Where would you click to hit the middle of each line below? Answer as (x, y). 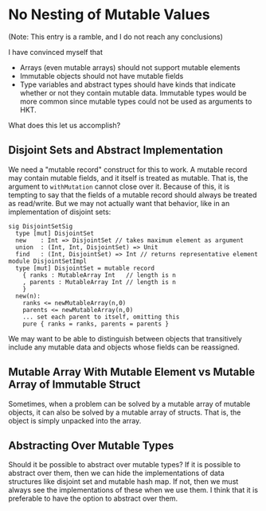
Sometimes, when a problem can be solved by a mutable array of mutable (129, 404)
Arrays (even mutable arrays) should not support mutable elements (130, 67)
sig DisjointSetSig (41, 226)
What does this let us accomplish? (65, 125)
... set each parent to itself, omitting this (101, 317)
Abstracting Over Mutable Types (91, 445)
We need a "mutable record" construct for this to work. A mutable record (128, 170)
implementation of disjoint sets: (60, 212)
